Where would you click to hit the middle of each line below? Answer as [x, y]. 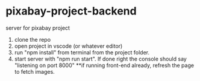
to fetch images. [34, 71]
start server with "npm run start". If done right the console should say [101, 59]
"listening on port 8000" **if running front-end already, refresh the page [104, 65]
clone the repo [33, 39]
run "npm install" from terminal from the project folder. [82, 52]
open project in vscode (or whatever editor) [68, 46]
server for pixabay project [38, 28]
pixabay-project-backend [71, 11]
